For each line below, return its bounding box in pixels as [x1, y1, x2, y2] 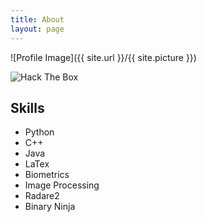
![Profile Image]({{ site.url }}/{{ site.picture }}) [10, 51, 197, 63]
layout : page [10, 24, 65, 34]
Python [24, 126, 55, 138]
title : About [10, 14, 65, 25]
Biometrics [24, 169, 70, 181]
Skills [10, 99, 45, 116]
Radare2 [24, 190, 60, 202]
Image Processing [24, 179, 100, 191]
